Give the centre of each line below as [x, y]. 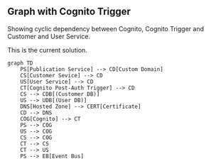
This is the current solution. [47, 50]
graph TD [20, 63]
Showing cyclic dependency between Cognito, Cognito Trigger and [106, 28]
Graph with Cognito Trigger [69, 12]
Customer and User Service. [49, 36]
